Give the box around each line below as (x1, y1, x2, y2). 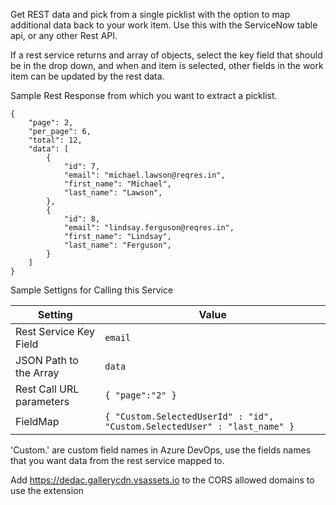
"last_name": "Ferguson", (63, 240, 172, 250)
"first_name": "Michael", (63, 179, 172, 189)
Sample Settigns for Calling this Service (10, 284, 174, 296)
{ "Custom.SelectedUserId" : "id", (104, 411, 275, 422)
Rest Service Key (15, 325, 95, 338)
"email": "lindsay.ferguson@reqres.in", (63, 223, 235, 233)
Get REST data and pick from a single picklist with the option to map (10, 9, 291, 20)
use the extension (10, 485, 84, 496)
